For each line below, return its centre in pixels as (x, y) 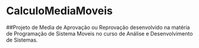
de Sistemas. (22, 40)
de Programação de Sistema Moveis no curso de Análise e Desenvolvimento (99, 33)
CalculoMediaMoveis (59, 11)
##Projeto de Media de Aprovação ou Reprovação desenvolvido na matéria (98, 27)
